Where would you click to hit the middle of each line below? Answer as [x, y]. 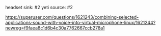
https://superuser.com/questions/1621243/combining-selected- [72, 17]
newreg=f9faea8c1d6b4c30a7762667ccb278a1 [55, 28]
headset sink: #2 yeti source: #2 [39, 7]
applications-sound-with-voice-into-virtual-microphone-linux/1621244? [81, 23]
